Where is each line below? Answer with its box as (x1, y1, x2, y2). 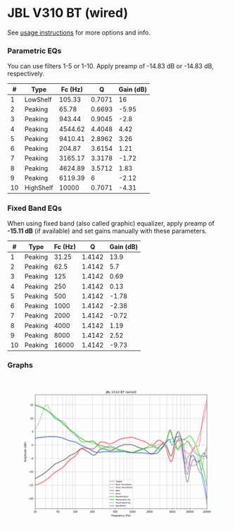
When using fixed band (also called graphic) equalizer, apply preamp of (7, 219, 215, 228)
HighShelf (24, 183, 53, 192)
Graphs (7, 360, 33, 370)
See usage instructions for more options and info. (7, 28, 151, 37)
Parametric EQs (7, 46, 62, 56)
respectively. (7, 69, 44, 78)
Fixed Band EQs (7, 203, 62, 213)
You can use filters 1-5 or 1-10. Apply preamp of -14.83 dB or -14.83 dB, (7, 62, 215, 71)
